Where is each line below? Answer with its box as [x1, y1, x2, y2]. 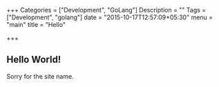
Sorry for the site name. [6, 72, 74, 80]
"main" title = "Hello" [6, 21, 66, 28]
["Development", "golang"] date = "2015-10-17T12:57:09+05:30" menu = [6, 13, 213, 21]
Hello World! [6, 54, 61, 66]
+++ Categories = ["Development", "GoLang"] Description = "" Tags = [6, 6, 207, 14]
